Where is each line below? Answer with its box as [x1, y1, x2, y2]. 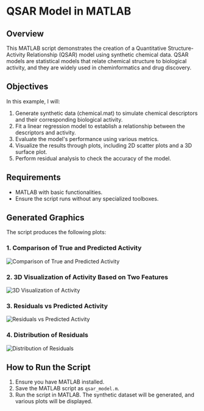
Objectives [6, 81, 49, 92]
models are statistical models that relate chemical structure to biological [6, 58, 187, 64]
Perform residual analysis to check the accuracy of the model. [15, 154, 172, 162]
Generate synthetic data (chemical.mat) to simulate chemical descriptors [15, 109, 198, 117]
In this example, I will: [6, 97, 60, 105]
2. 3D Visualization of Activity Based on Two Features [6, 272, 169, 281]
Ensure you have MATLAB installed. [15, 378, 105, 385]
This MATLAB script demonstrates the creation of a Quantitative [6, 44, 167, 52]
